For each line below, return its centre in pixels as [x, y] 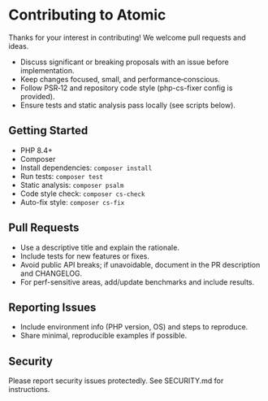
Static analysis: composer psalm [72, 185]
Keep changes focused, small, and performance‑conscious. [120, 79]
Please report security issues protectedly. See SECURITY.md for [116, 381]
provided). [37, 96]
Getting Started [48, 131]
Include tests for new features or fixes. [85, 256]
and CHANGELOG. [51, 273]
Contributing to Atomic [87, 15]
